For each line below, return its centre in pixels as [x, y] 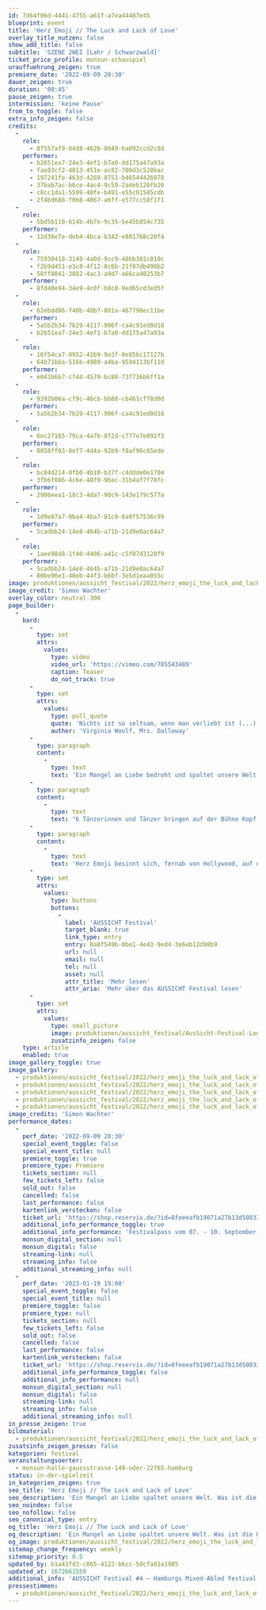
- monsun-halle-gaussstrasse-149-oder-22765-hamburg [104, 1468]
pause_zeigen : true [40, 97]
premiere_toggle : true [60, 1159]
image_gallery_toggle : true [55, 1063]
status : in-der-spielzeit [51, 1476]
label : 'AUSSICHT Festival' [111, 922]
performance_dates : [40, 1122]
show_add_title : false [46, 45]
